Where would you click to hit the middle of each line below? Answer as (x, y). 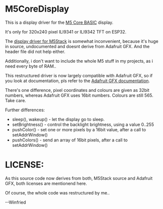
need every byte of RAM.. (31, 66)
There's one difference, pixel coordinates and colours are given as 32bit (77, 90)
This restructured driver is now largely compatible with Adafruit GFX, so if (79, 75)
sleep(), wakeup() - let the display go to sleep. (58, 119)
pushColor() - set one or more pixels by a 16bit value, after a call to (79, 129)
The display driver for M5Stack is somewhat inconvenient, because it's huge (82, 41)
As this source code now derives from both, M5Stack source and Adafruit (79, 178)
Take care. (16, 100)
